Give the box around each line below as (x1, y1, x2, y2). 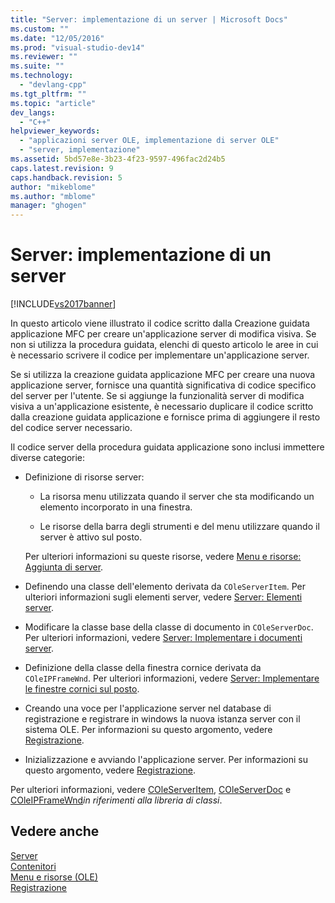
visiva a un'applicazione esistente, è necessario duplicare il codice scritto (10, 401, 314, 413)
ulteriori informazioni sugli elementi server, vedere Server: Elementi (24, 591, 303, 603)
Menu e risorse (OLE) (10, 871, 98, 883)
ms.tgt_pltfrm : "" (10, 89, 87, 99)
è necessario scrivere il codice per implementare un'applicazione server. (10, 349, 310, 361)
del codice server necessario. (10, 422, 133, 434)
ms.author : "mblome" (10, 191, 97, 201)
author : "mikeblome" (10, 182, 97, 192)
